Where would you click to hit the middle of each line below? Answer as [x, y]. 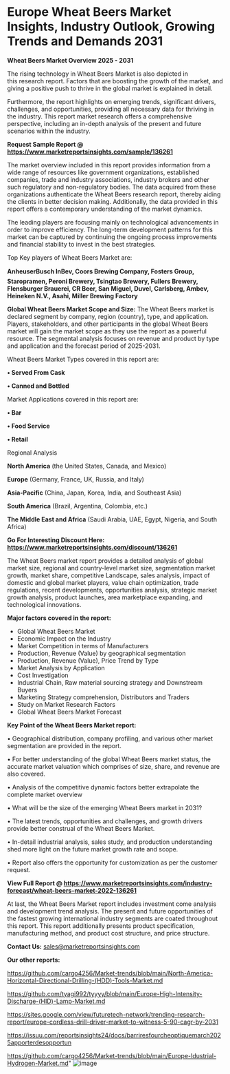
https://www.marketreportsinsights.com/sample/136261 [90, 152]
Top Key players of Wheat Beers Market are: [70, 257]
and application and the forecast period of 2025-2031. [84, 346]
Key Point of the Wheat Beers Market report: [72, 725]
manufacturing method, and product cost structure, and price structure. [108, 933]
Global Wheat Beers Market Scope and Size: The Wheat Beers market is [111, 309]
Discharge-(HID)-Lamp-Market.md [56, 1001]
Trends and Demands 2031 [85, 41]
